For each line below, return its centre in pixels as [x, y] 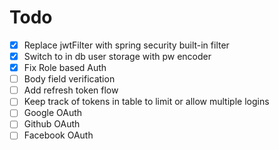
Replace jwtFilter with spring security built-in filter [126, 45]
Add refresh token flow [71, 90]
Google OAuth [53, 113]
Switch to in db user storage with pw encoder [117, 56]
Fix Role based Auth [65, 68]
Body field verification [69, 79]
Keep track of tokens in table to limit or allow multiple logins [146, 102]
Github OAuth [52, 124]
